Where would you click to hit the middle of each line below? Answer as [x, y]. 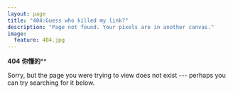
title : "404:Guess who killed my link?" [68, 20]
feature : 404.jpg [39, 40]
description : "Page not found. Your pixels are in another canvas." [111, 27]
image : [17, 34]
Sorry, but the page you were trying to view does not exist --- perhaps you [116, 76]
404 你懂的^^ [27, 61]
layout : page [27, 14]
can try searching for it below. [51, 83]
